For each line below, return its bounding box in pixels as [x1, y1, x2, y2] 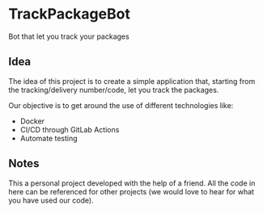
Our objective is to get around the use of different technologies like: [8, 100, 234, 110]
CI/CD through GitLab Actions [19, 124, 120, 134]
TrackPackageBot [8, 5, 131, 23]
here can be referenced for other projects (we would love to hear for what [8, 186, 255, 196]
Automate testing [19, 133, 78, 143]
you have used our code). [8, 195, 95, 205]
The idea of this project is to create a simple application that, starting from [8, 76, 256, 86]
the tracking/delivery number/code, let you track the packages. [8, 85, 219, 94]
